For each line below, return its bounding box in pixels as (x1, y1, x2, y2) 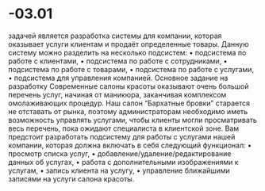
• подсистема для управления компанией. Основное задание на (8, 73, 229, 82)
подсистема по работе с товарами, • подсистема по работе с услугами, (8, 64, 255, 74)
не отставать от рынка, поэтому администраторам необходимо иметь (8, 106, 248, 116)
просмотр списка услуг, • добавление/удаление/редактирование (8, 148, 232, 159)
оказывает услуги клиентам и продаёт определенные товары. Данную (8, 39, 249, 48)
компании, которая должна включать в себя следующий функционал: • (8, 140, 252, 150)
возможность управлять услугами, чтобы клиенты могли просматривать (8, 115, 258, 124)
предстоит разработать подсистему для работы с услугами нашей (8, 132, 236, 141)
